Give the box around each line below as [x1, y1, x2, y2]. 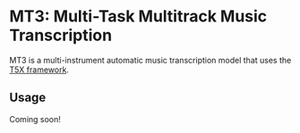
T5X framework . [9, 64, 70, 75]
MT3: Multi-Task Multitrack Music [9, 6, 268, 27]
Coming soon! [9, 113, 61, 124]
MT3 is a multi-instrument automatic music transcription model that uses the [9, 54, 292, 65]
